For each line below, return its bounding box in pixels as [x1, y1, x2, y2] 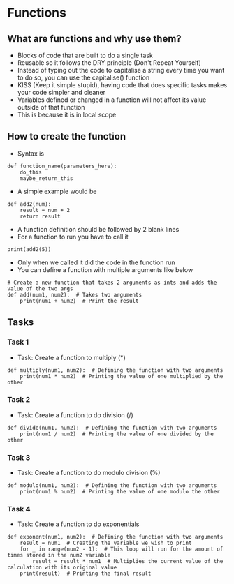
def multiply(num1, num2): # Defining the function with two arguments [7, 366, 224, 374]
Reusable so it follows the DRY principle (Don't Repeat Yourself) [17, 59, 201, 67]
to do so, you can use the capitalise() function [17, 73, 150, 82]
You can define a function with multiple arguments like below [17, 265, 193, 274]
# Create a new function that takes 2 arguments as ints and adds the [7, 279, 217, 286]
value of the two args [7, 285, 73, 292]
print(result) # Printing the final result [20, 570, 152, 577]
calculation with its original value [7, 564, 117, 571]
